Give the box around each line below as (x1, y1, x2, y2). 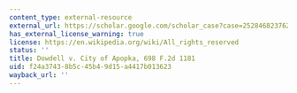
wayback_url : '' (9, 71, 69, 80)
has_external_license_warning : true (9, 29, 144, 38)
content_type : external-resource (9, 12, 133, 22)
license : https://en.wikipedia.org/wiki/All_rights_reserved (9, 37, 240, 47)
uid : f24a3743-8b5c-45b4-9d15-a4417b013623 (9, 63, 172, 72)
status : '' (9, 46, 49, 55)
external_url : (9, 21, 62, 30)
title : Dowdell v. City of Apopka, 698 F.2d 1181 (9, 54, 196, 63)
